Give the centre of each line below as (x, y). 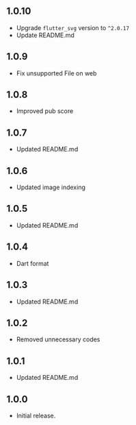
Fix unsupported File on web (56, 73)
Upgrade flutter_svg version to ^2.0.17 (73, 27)
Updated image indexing (51, 187)
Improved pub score (45, 111)
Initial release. (36, 415)
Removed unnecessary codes (58, 339)
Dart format (32, 263)
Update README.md (45, 35)
